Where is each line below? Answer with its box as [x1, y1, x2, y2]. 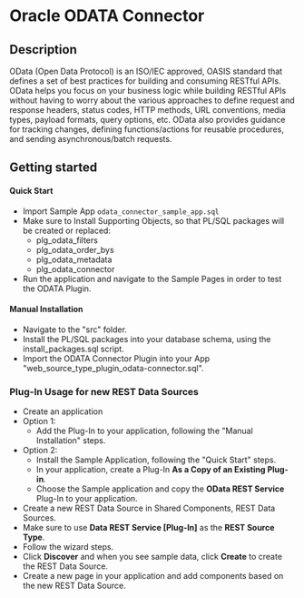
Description [9, 42, 77, 57]
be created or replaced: [22, 225, 112, 236]
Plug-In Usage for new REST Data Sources [9, 385, 200, 398]
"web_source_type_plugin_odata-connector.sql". [22, 362, 204, 373]
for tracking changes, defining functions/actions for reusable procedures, [9, 124, 284, 135]
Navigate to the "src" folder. [22, 324, 127, 335]
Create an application [22, 406, 103, 417]
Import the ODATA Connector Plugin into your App [22, 352, 211, 364]
